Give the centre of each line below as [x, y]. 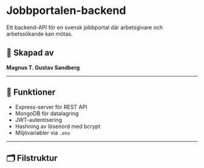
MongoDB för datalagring [47, 113]
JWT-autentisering [39, 119]
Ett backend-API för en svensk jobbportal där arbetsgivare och [85, 27]
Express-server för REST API [51, 107]
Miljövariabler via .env [43, 133]
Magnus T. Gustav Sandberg [43, 67]
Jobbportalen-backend [66, 11]
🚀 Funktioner [31, 92]
